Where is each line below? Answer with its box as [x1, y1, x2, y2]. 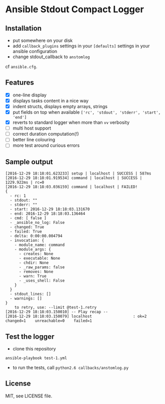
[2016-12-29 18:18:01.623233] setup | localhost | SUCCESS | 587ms [5, 171, 152, 176]
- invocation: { [10, 238, 44, 243]
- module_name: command [14, 242, 65, 248]
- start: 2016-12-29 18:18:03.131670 [10, 207, 90, 212]
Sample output [5, 157, 53, 166]
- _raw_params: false [18, 265, 65, 270]
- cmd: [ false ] [10, 216, 47, 221]
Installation [5, 24, 42, 33]
